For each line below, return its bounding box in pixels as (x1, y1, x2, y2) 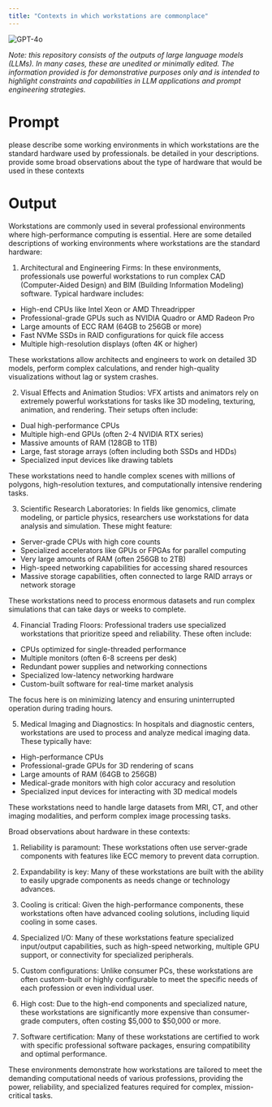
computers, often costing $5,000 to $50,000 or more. (41, 1016, 222, 1026)
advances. (19, 884, 55, 893)
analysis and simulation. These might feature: (19, 521, 173, 530)
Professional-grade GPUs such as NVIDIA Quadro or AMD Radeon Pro (19, 313, 255, 322)
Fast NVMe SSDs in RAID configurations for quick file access (19, 330, 225, 339)
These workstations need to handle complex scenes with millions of (8, 470, 235, 480)
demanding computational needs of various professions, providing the (8, 1073, 244, 1083)
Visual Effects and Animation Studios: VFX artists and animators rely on (19, 387, 259, 397)
